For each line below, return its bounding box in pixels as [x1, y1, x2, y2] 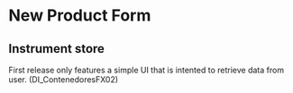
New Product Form [8, 5, 151, 26]
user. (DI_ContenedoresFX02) [8, 74, 119, 85]
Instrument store [8, 41, 105, 56]
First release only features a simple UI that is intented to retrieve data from [8, 64, 285, 75]
